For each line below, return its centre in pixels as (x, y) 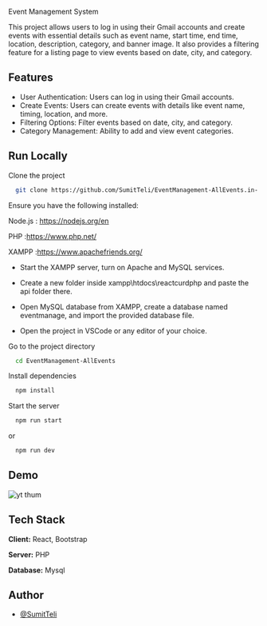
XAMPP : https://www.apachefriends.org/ (75, 252)
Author (26, 595)
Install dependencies (43, 376)
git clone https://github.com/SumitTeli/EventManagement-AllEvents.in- (137, 190)
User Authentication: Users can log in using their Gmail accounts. (127, 97)
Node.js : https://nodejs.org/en (59, 221)
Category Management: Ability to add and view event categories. (126, 130)
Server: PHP (29, 554)
